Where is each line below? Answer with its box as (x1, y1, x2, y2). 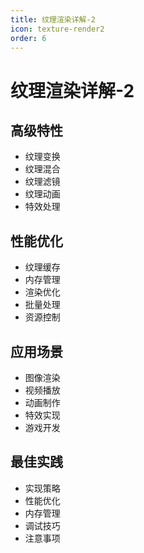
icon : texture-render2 (10, 24, 105, 34)
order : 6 (10, 33, 47, 43)
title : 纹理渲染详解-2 (10, 14, 96, 25)
